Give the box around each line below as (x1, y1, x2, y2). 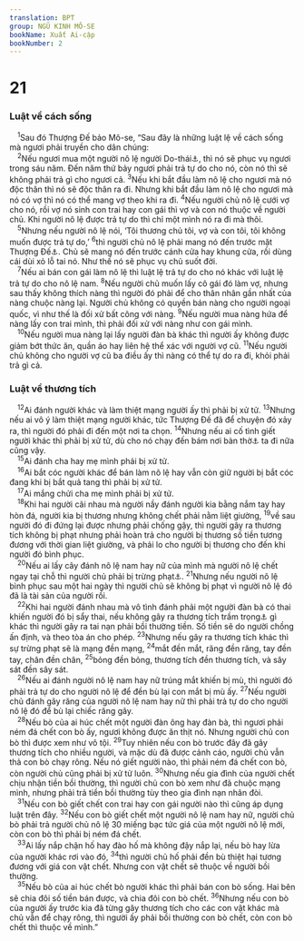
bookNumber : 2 (9, 38, 64, 48)
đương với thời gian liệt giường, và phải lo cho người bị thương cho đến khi (9, 539, 286, 550)
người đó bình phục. (9, 549, 84, 560)
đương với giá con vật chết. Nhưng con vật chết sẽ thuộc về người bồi (9, 860, 270, 872)
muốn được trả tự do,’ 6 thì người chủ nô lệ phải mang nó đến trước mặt (9, 235, 273, 247)
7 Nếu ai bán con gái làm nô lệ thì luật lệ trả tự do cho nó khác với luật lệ (17, 265, 284, 278)
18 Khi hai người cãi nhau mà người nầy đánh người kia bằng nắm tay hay (17, 497, 286, 510)
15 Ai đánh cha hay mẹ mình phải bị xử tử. (17, 454, 170, 467)
